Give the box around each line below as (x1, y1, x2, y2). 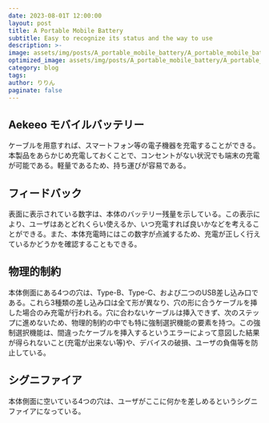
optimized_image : (8, 57, 66, 65)
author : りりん (8, 79, 55, 87)
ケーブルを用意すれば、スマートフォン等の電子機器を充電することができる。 (8, 141, 260, 151)
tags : (8, 71, 26, 79)
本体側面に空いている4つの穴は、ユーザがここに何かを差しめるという (8, 396, 238, 405)
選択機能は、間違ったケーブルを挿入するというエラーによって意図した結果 (14, 328, 260, 337)
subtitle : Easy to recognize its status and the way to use (8, 34, 214, 42)
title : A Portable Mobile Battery (8, 26, 124, 34)
